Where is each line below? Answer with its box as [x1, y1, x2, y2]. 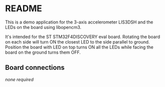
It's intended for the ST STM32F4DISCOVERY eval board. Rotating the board [5, 34, 161, 40]
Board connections [5, 64, 65, 72]
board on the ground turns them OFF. [5, 49, 81, 55]
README [5, 3, 42, 14]
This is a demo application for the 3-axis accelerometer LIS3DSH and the [5, 19, 154, 25]
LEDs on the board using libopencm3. [5, 24, 82, 30]
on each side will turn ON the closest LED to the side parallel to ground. [5, 39, 150, 44]
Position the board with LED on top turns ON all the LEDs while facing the [5, 44, 154, 50]
